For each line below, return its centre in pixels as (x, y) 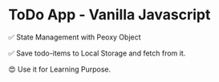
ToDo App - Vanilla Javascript (109, 15)
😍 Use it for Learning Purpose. (60, 69)
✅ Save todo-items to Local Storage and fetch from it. (97, 53)
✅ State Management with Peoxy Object (75, 37)
